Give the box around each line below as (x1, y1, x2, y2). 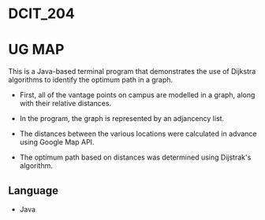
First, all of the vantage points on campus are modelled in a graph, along (19, 90, 256, 100)
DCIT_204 (8, 5, 75, 23)
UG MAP (8, 41, 65, 59)
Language (8, 184, 59, 197)
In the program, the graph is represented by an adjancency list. (19, 114, 225, 123)
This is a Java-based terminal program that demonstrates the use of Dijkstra (8, 67, 256, 76)
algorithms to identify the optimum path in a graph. (8, 75, 174, 85)
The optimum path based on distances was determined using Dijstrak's (19, 152, 252, 162)
